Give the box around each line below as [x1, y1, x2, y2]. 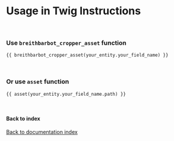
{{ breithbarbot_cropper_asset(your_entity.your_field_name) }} [6, 52, 169, 58]
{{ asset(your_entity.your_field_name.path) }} [6, 91, 126, 97]
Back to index [6, 115, 40, 123]
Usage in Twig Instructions [6, 4, 141, 18]
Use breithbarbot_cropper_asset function [6, 39, 126, 47]
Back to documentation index [6, 128, 78, 135]
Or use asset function [6, 77, 69, 86]
